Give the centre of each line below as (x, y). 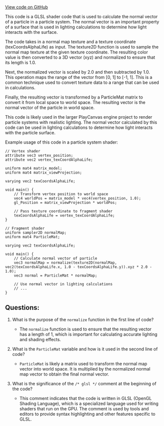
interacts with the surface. (31, 32)
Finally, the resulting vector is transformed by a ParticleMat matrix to (74, 97)
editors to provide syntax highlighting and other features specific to (87, 414)
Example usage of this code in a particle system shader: (62, 142)
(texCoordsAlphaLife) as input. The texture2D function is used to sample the (82, 47)
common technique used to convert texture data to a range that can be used (82, 82)
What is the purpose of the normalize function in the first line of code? (83, 319)
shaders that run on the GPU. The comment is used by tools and (84, 408)
